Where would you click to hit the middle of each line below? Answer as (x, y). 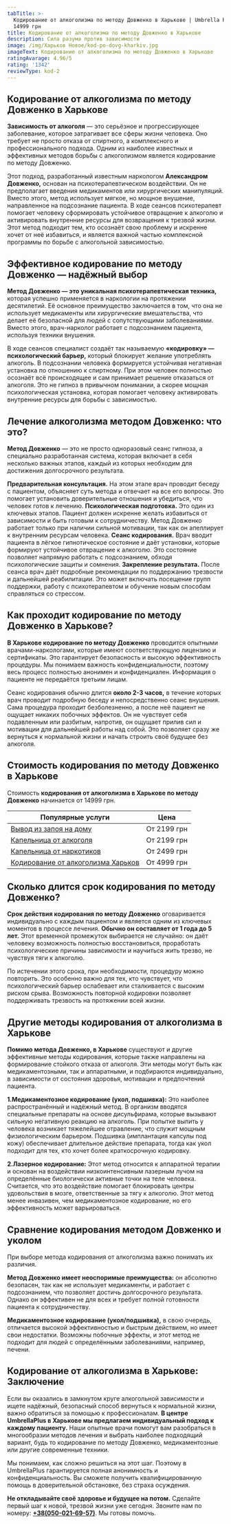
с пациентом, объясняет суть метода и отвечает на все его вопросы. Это (115, 491)
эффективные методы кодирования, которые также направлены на (106, 1057)
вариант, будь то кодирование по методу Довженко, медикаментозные (113, 1442)
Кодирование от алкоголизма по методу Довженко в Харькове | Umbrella (117, 20)
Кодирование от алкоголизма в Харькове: (103, 1371)
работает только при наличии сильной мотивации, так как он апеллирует (115, 528)
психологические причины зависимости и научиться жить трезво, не (110, 950)
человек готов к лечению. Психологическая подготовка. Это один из (111, 505)
